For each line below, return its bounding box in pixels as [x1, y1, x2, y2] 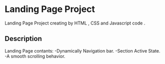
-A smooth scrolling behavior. [4, 53, 65, 59]
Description [4, 34, 42, 43]
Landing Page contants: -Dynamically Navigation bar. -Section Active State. [4, 47, 160, 53]
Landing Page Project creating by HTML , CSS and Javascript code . [4, 20, 145, 26]
